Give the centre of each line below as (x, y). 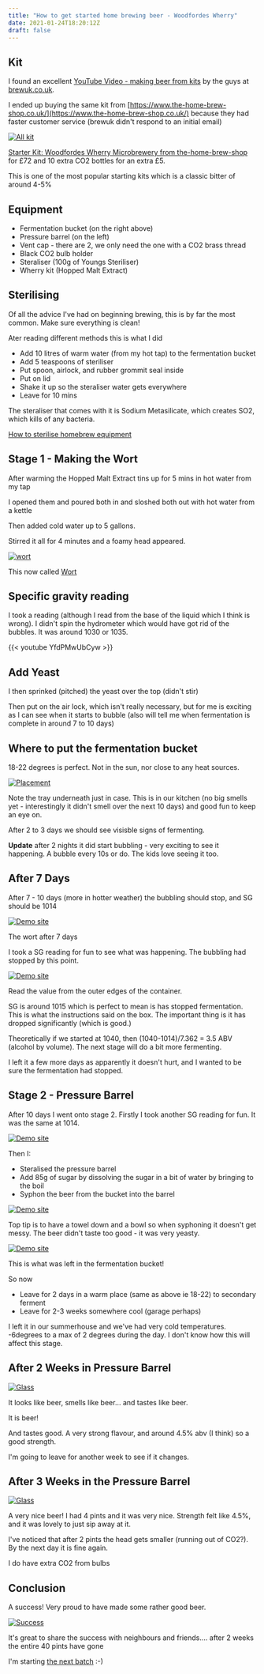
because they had (220, 113)
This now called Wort (43, 571)
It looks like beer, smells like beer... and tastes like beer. (98, 1402)
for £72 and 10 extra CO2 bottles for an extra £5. (87, 161)
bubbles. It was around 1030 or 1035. (68, 632)
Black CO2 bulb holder (56, 253)
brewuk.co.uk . (32, 90)
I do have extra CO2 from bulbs (59, 1563)
